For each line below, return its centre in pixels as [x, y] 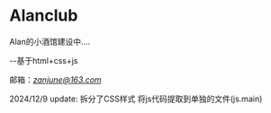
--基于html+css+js [44, 60]
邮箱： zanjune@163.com [55, 79]
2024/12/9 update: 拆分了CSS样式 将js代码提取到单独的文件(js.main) [136, 99]
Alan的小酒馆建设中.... [50, 41]
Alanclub [44, 16]
